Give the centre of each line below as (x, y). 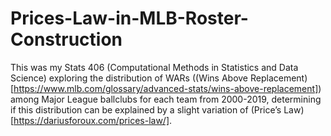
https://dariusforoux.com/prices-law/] (91, 120)
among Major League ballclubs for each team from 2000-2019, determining (166, 99)
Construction (66, 39)
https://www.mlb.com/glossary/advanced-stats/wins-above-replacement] (166, 88)
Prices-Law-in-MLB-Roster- (129, 18)
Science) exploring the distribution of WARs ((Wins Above (129, 78)
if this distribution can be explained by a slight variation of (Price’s (146, 109)
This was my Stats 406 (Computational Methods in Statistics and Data (154, 67)
